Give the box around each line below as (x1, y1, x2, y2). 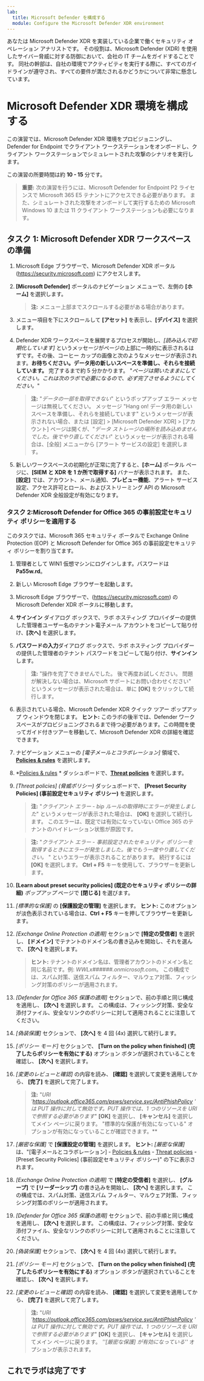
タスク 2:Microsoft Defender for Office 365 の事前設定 (7, 508, 168, 516)
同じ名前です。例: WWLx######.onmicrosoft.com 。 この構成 (30, 966, 185, 973)
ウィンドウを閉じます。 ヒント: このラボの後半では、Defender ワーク (22, 714, 196, 721)
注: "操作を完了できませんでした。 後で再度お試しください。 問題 (30, 670, 193, 677)
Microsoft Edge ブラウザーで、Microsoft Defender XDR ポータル (15, 262, 176, 270)
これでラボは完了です (7, 1365, 87, 1376)
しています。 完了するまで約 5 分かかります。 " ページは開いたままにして (15, 367, 196, 374)
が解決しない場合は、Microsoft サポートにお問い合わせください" (30, 678, 191, 685)
